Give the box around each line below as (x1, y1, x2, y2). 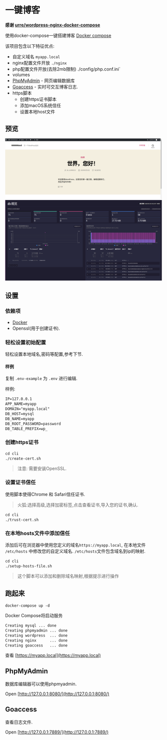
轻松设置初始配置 (5, 339, 46, 346)
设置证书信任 (5, 479, 36, 486)
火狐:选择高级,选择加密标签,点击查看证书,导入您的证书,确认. (17, 502, 138, 508)
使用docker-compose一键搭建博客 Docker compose (5, 32, 112, 38)
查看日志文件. (5, 719, 33, 725)
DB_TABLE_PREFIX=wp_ (5, 426, 48, 432)
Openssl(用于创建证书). (12, 325, 60, 331)
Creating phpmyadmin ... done (5, 628, 68, 633)
